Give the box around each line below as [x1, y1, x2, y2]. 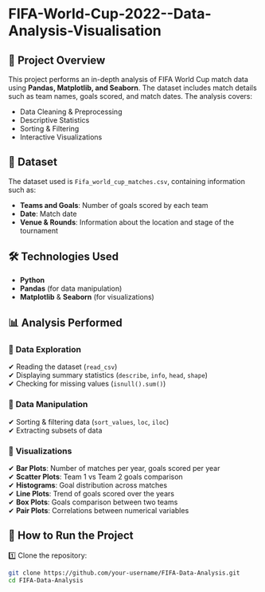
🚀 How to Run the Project [8, 529, 134, 543]
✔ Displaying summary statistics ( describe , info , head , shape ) [8, 370, 208, 380]
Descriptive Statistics [19, 116, 90, 124]
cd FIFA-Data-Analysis [8, 576, 84, 584]
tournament [19, 225, 58, 235]
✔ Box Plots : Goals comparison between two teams [8, 497, 178, 507]
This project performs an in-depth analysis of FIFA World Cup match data [8, 75, 249, 84]
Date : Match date [19, 209, 77, 218]
